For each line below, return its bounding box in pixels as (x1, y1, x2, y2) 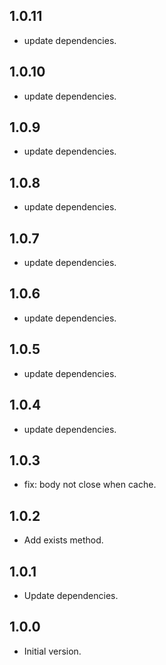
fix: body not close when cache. (23, 479, 157, 491)
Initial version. (23, 645, 82, 657)
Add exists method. (23, 534, 104, 546)
